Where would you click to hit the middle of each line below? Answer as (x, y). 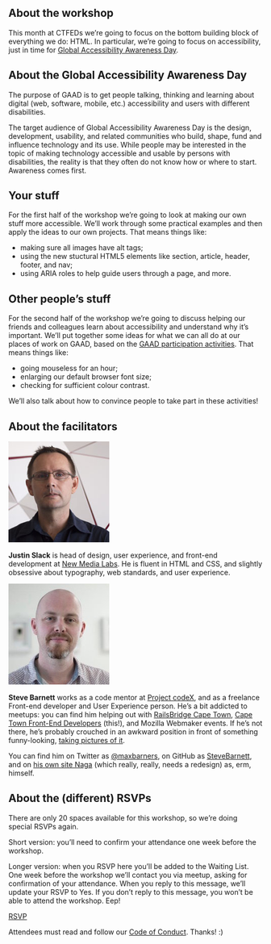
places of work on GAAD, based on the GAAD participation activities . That (131, 344)
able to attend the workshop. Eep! (65, 900)
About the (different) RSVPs (80, 798)
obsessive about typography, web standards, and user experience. (120, 573)
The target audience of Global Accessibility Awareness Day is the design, (130, 127)
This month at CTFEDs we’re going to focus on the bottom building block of (133, 32)
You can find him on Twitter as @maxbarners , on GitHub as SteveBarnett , (130, 756)
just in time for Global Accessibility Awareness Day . (94, 50)
